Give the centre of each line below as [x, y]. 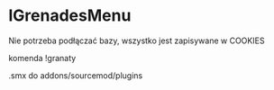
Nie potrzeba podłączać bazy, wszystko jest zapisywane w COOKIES [137, 40]
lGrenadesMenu [70, 16]
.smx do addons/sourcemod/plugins [76, 75]
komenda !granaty [42, 58]
